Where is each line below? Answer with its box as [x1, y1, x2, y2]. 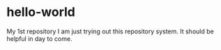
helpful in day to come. [6, 34, 73, 42]
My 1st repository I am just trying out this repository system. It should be [6, 27, 214, 35]
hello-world [6, 4, 76, 20]
